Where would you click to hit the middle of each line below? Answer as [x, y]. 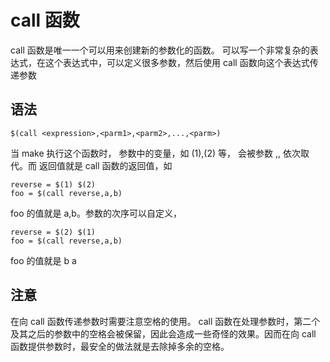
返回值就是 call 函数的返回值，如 [105, 165]
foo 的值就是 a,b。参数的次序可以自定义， [96, 213]
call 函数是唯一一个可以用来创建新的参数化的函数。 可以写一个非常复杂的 [160, 50]
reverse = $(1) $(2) [53, 184]
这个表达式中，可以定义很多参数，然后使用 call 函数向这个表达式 [177, 62]
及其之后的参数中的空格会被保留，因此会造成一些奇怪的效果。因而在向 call [163, 333]
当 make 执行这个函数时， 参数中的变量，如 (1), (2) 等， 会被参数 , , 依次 [155, 153]
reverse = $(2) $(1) [53, 232]
